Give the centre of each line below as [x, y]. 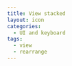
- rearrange [31, 52]
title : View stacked [37, 13]
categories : [24, 26]
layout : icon [26, 20]
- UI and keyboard [40, 33]
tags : [15, 39]
